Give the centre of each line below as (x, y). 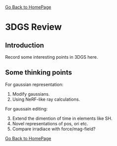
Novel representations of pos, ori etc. (50, 123)
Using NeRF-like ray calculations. (46, 99)
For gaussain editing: (26, 109)
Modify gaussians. (31, 94)
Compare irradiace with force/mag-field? (54, 129)
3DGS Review (33, 27)
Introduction (25, 45)
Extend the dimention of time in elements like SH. (62, 118)
